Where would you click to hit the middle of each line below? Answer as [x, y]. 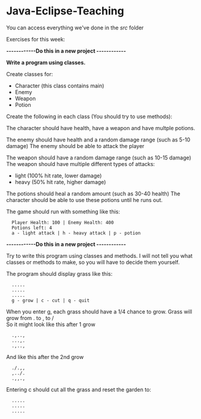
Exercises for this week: [36, 39]
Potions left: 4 [32, 228]
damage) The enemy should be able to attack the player [75, 146]
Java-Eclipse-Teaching [65, 11]
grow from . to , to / [30, 318]
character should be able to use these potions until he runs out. [85, 200]
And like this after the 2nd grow [45, 357]
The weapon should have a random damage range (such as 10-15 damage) [99, 158]
